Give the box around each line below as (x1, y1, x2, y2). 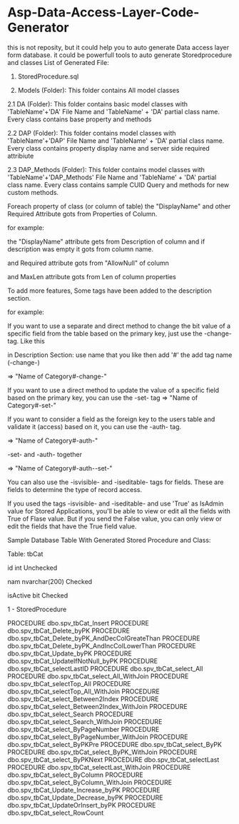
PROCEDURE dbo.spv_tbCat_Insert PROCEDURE (7, 618, 150, 627)
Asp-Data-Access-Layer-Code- (7, 4, 200, 21)
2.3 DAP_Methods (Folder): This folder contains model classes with (7, 165, 205, 174)
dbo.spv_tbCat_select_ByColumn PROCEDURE (7, 770, 144, 779)
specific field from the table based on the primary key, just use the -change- (7, 329, 232, 338)
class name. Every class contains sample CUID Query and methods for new (7, 180, 230, 189)
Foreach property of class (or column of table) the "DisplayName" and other (7, 201, 231, 211)
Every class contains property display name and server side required (7, 144, 210, 152)
